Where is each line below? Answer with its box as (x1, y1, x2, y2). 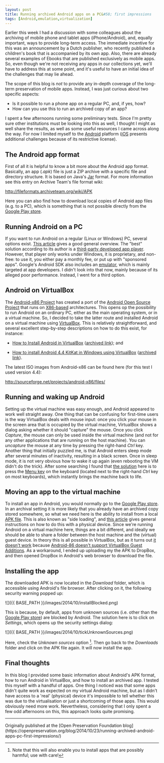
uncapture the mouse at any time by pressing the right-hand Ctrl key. (5, 442, 144, 448)
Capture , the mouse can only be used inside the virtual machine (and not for (5, 432, 159, 438)
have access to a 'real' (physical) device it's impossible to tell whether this (5, 692, 155, 698)
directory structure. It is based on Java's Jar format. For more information (5, 174, 153, 180)
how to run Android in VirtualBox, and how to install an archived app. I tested (5, 677, 159, 683)
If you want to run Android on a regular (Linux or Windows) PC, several (5, 236, 147, 241)
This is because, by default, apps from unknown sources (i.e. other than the (5, 609, 158, 615)
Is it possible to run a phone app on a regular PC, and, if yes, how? (12, 101, 146, 107)
